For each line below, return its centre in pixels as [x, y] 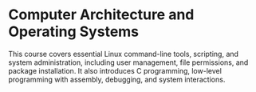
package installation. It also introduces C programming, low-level [115, 70]
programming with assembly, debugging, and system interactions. [117, 79]
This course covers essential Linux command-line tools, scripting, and [124, 54]
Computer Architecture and [101, 15]
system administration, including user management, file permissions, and [128, 62]
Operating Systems [74, 32]
